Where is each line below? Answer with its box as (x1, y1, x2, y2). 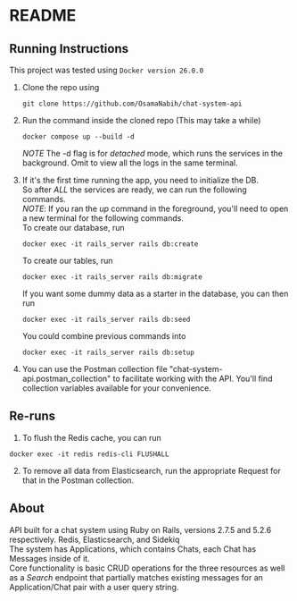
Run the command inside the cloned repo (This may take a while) (21, 115, 261, 125)
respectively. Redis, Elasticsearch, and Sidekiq (9, 534, 180, 545)
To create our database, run (21, 223, 125, 233)
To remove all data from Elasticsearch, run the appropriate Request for (21, 465, 281, 476)
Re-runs (9, 409, 56, 424)
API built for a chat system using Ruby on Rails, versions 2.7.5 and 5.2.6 (9, 524, 272, 535)
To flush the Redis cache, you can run (21, 432, 162, 443)
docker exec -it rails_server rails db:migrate (21, 273, 202, 282)
